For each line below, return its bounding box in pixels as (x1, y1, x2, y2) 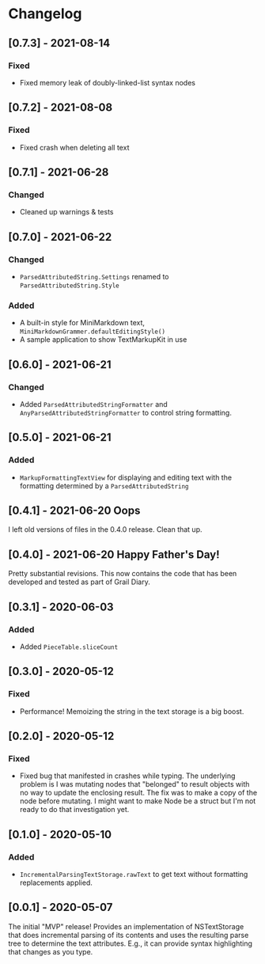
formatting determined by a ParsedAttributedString (19, 480, 189, 491)
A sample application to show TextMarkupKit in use (19, 335, 187, 344)
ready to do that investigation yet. (19, 805, 130, 814)
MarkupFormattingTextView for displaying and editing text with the (19, 473, 232, 482)
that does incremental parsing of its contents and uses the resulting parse (8, 930, 249, 939)
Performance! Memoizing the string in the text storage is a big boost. (19, 706, 244, 716)
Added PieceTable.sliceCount (19, 642, 119, 651)
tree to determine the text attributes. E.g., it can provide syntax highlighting (8, 939, 253, 948)
